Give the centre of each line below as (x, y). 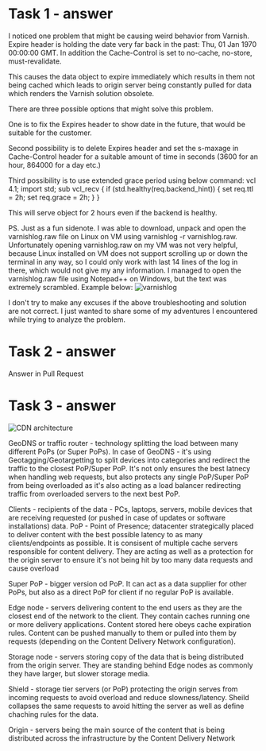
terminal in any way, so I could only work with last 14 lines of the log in (123, 261)
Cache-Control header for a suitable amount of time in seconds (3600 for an (133, 157)
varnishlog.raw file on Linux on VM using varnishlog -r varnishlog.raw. (123, 236)
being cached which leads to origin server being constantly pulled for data (130, 85)
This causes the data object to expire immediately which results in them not (132, 76)
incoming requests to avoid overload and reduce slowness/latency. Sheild (129, 697)
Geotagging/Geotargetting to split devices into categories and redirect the (129, 460)
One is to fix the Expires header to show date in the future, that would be (127, 124)
